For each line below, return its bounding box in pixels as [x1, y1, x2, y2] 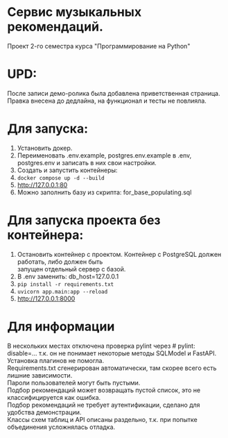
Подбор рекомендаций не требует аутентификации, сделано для [7, 401, 200, 409]
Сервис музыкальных [7, 4, 142, 20]
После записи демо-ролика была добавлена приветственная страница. [7, 89, 220, 97]
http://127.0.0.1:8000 [17, 294, 76, 303]
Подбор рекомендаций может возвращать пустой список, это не [7, 386, 201, 394]
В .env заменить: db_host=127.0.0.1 [17, 272, 119, 280]
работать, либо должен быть [17, 258, 103, 266]
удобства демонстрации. [7, 407, 82, 416]
